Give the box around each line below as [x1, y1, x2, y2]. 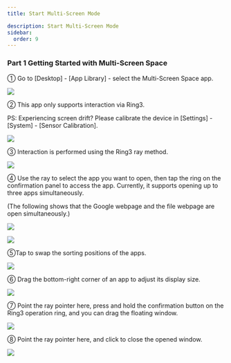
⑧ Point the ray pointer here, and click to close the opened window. [7, 335, 203, 343]
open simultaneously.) [7, 209, 71, 218]
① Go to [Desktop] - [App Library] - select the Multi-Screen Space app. [7, 74, 214, 82]
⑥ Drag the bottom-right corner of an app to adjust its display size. [7, 274, 201, 283]
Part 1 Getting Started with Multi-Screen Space [7, 58, 168, 68]
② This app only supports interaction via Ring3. [7, 100, 145, 109]
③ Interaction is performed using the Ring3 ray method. [7, 147, 168, 156]
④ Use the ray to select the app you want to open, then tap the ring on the [7, 174, 221, 182]
